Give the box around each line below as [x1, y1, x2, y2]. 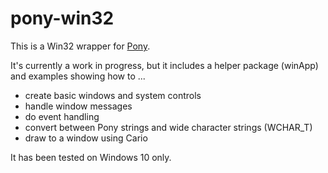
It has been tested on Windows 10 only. [10, 151, 172, 163]
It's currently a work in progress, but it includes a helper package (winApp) [10, 59, 319, 71]
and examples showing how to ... [10, 70, 146, 82]
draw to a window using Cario [24, 132, 148, 144]
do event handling [24, 110, 100, 122]
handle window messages [24, 100, 133, 112]
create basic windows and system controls [24, 89, 202, 101]
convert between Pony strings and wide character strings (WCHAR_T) [24, 121, 313, 133]
